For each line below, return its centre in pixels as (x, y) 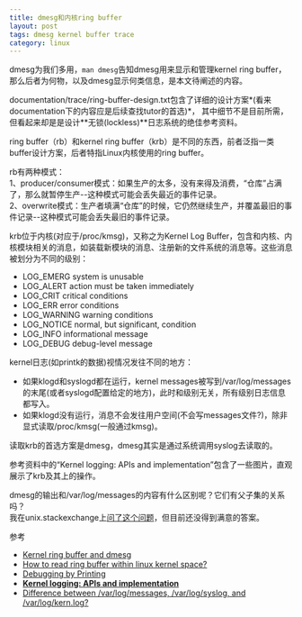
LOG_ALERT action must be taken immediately (108, 286)
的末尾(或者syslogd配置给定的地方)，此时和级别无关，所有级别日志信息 (154, 393)
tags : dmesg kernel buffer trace (72, 34)
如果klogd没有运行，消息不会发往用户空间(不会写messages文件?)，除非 (155, 415)
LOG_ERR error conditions (71, 305)
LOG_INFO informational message (85, 334)
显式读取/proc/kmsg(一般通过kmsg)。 (92, 426)
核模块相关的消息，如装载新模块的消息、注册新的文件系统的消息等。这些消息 (151, 248)
